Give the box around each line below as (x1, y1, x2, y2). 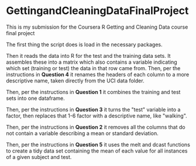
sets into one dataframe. (6, 95, 66, 102)
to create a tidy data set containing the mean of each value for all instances (6, 147, 188, 154)
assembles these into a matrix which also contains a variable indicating (6, 58, 177, 65)
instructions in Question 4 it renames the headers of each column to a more (6, 71, 190, 78)
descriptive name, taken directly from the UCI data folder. (6, 77, 145, 84)
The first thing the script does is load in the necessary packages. (6, 41, 163, 48)
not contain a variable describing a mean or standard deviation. (6, 130, 159, 137)
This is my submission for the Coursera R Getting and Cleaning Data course (6, 23, 188, 30)
